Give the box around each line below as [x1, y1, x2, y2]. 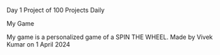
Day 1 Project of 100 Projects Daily [6, 6, 105, 14]
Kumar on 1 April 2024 [6, 40, 70, 48]
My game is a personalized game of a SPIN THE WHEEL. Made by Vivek [6, 33, 213, 41]
